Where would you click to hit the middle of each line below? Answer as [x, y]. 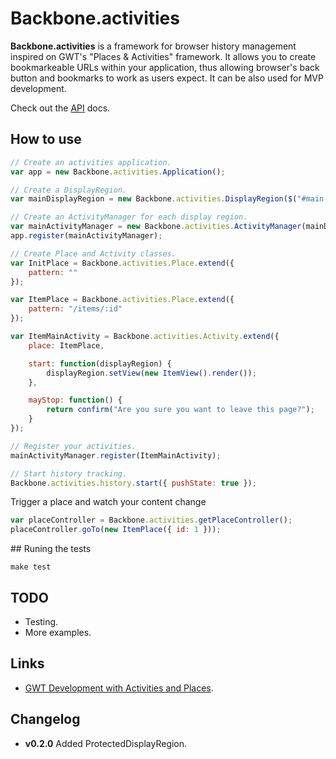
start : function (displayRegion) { [100, 363]
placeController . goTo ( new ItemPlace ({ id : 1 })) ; [116, 530]
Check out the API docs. [60, 108]
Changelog [45, 719]
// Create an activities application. [91, 162]
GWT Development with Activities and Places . [119, 688]
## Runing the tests [51, 549]
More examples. [58, 632]
